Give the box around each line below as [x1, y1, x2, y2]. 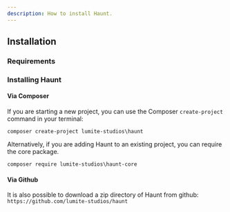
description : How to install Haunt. [7, 10, 113, 17]
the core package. [7, 148, 59, 156]
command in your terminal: [7, 115, 84, 123]
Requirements [7, 56, 56, 66]
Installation [7, 36, 57, 48]
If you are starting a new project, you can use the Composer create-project [7, 108, 223, 116]
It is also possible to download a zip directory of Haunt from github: [7, 191, 199, 199]
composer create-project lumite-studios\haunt [7, 128, 144, 135]
